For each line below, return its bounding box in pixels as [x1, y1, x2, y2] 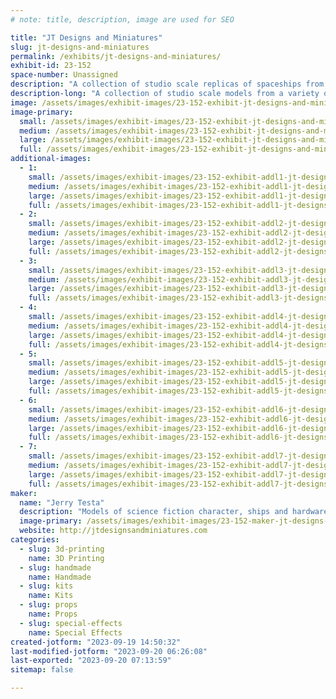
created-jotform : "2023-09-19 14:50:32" [10, 637, 182, 647]
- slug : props [19, 600, 78, 610]
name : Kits [28, 591, 74, 601]
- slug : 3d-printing [19, 544, 105, 554]
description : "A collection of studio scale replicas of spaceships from [10, 79, 325, 90]
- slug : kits [19, 581, 74, 591]
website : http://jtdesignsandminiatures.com [19, 526, 208, 536]
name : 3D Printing [28, 553, 105, 563]
